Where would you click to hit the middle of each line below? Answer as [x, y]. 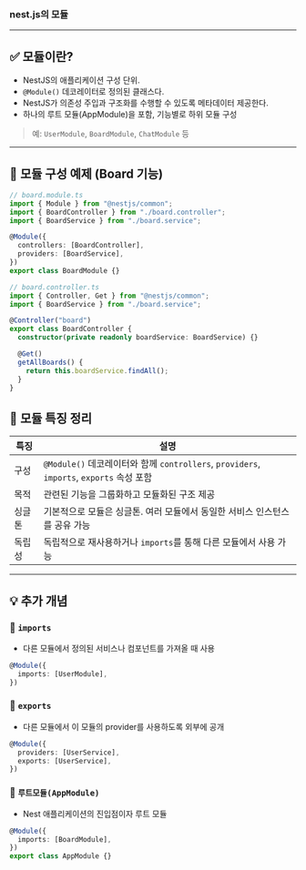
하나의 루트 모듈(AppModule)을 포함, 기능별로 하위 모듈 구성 [130, 115]
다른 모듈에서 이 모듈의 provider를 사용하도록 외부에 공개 [123, 726]
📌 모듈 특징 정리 [51, 418]
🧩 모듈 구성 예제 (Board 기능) [87, 173]
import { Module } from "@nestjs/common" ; [91, 203]
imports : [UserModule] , [62, 674]
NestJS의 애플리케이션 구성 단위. [81, 80]
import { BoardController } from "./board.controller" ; [117, 212]
